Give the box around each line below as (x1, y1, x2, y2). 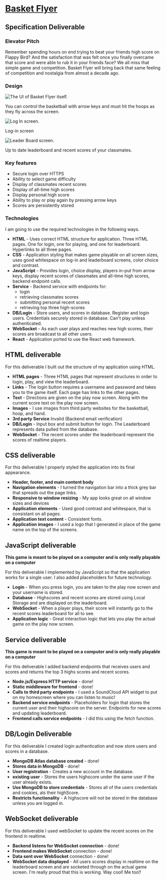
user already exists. (12, 779, 53, 785)
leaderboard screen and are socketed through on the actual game (12, 864, 147, 870)
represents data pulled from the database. (12, 426, 99, 432)
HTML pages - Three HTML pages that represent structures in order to (12, 373, 158, 379)
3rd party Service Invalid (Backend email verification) (12, 415, 122, 421)
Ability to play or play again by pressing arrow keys (12, 197, 117, 203)
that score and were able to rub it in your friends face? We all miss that (5, 59, 150, 65)
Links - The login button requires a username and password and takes (12, 384, 157, 390)
